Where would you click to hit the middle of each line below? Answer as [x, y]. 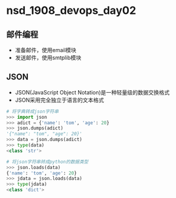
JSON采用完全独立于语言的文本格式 [60, 100]
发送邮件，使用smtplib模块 [48, 58]
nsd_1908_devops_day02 [71, 11]
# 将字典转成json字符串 [33, 111]
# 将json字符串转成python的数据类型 [47, 162]
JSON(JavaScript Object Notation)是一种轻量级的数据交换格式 [92, 92]
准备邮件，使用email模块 [46, 50]
